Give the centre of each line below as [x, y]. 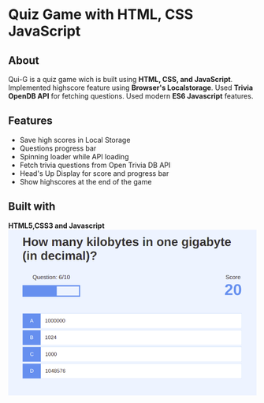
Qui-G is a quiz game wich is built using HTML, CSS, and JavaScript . [121, 79]
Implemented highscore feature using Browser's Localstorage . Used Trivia [131, 88]
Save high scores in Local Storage [75, 140]
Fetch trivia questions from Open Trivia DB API [95, 165]
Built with [32, 207]
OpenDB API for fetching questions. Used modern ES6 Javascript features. [131, 96]
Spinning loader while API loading [74, 156]
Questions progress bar [58, 148]
